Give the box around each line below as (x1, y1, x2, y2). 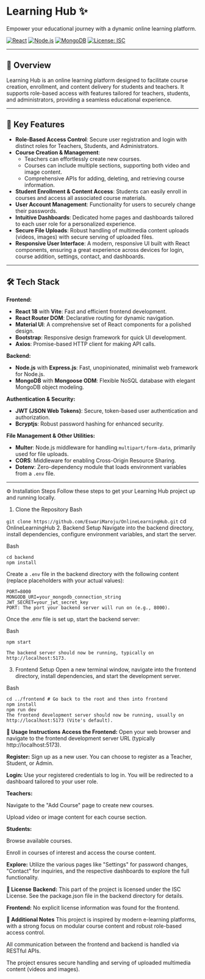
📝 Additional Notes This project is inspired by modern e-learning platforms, (6, 916, 196, 923)
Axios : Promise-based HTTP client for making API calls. (15, 341, 156, 348)
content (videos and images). (6, 966, 81, 973)
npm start (6, 639, 32, 646)
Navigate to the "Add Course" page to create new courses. (6, 802, 154, 809)
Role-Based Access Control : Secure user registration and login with (15, 136, 187, 143)
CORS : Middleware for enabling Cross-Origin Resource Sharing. (15, 457, 176, 464)
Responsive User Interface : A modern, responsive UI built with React (15, 240, 190, 247)
